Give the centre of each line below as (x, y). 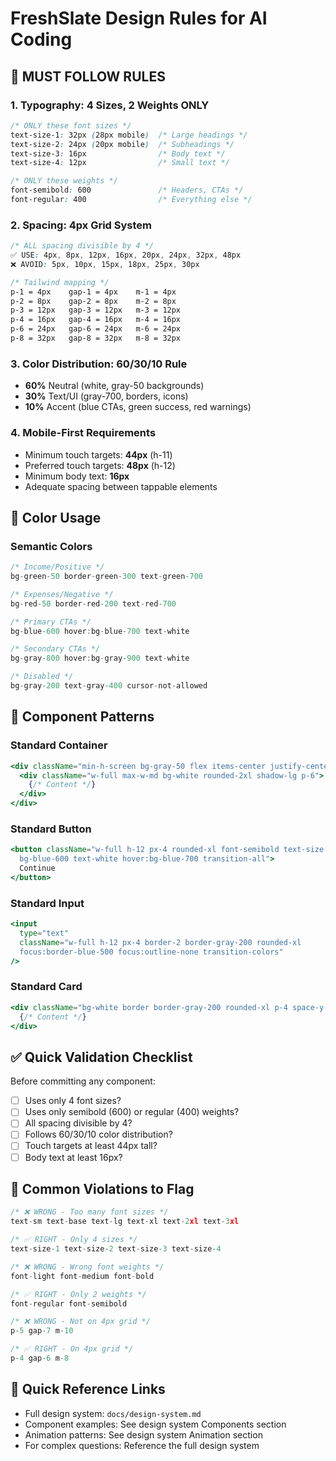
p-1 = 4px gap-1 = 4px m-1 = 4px (93, 292)
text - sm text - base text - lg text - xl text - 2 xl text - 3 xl (125, 1222)
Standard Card (46, 987)
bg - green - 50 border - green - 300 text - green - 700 (106, 577)
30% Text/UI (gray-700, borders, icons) (106, 396)
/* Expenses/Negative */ (62, 594)
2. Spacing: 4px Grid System (81, 225)
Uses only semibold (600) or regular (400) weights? (132, 1112)
